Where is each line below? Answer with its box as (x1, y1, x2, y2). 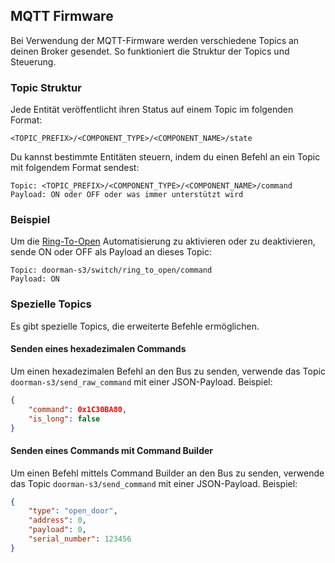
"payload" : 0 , (28, 525, 87, 535)
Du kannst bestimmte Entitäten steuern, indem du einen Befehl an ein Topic (10, 151, 321, 163)
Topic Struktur (10, 80, 82, 94)
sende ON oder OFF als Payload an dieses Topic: (10, 246, 213, 258)
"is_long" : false (28, 414, 101, 424)
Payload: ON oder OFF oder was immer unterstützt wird (10, 190, 244, 200)
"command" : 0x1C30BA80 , (28, 404, 128, 414)
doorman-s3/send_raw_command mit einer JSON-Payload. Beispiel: (10, 375, 273, 388)
